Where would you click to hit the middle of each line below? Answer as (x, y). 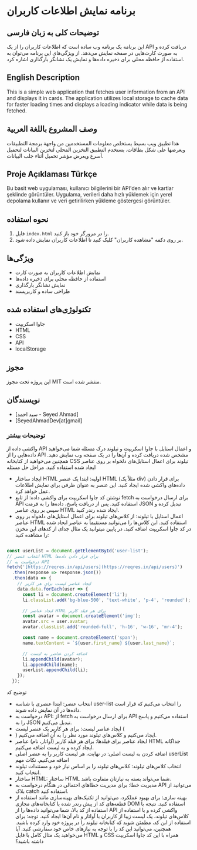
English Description (43, 78)
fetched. (17, 111)
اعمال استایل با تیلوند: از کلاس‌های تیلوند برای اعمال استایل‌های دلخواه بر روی (99, 516)
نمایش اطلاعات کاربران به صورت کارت (58, 272)
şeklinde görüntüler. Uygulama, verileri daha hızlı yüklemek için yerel (89, 195)
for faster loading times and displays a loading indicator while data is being (97, 104)
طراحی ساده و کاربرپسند (43, 291)
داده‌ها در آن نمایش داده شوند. (48, 710)
